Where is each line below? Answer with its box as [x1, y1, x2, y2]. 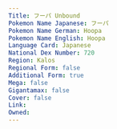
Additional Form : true [8, 71, 84, 79]
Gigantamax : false [8, 86, 70, 95]
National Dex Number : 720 [8, 49, 95, 57]
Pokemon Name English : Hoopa [8, 34, 106, 42]
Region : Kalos [8, 57, 56, 65]
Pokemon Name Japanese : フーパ [8, 19, 110, 27]
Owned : [8, 109, 30, 117]
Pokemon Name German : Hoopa [8, 26, 103, 34]
